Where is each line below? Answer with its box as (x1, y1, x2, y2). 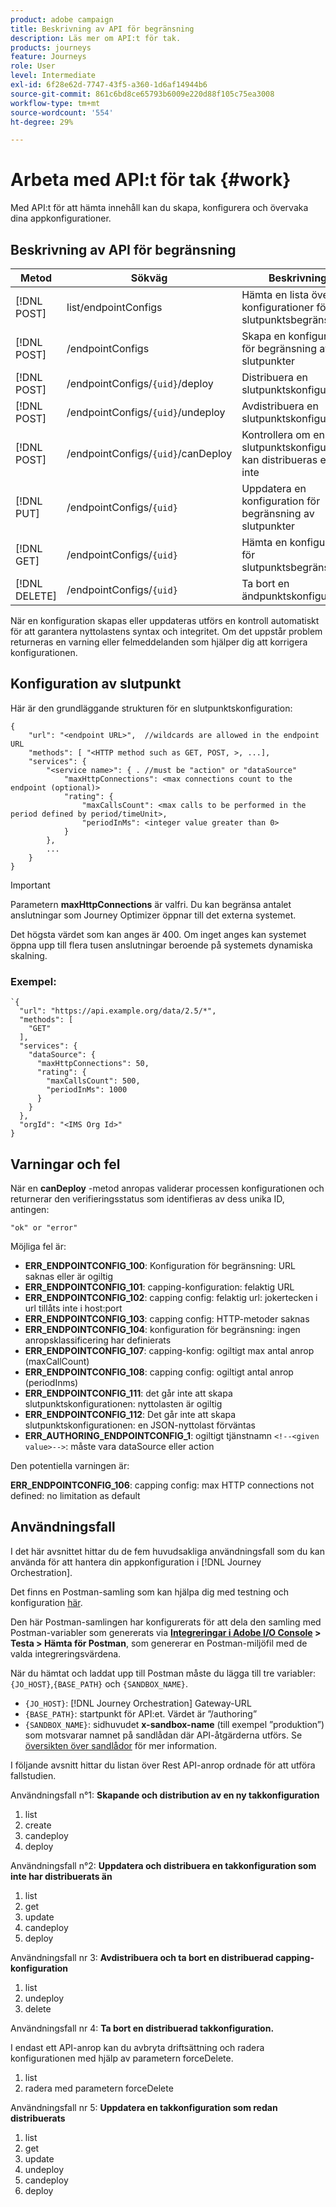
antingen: (10, 1203, 50, 1215)
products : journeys (10, 42, 92, 53)
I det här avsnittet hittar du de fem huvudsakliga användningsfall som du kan (10, 1545, 325, 1557)
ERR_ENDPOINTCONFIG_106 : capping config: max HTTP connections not (10, 1479, 315, 1491)
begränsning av (241, 507, 315, 520)
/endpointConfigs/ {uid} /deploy (66, 377, 214, 390)
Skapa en (241, 329, 287, 343)
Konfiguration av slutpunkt (10, 676, 182, 693)
